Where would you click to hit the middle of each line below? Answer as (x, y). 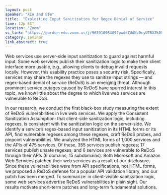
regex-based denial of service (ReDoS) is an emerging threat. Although (78, 82)
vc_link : (14, 33)
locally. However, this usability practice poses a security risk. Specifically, (81, 72)
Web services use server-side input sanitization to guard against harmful (80, 56)
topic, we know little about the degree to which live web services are (75, 93)
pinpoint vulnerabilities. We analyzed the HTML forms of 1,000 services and (83, 139)
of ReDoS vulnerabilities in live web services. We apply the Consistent (77, 113)
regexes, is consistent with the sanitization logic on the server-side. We (78, 124)
